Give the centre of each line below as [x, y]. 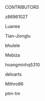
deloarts [13, 74]
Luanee [13, 26]
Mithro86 [14, 84]
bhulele [13, 46]
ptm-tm [13, 93]
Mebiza [13, 55]
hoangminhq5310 [22, 65]
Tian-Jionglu [18, 36]
